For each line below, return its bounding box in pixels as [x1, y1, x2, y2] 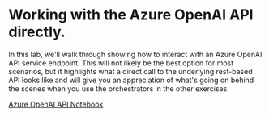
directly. [8, 23, 66, 41]
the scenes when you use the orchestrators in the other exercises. [8, 83, 229, 94]
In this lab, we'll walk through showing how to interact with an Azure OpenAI [8, 49, 263, 59]
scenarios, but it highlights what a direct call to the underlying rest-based [8, 66, 253, 76]
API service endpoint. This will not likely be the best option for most [8, 58, 234, 68]
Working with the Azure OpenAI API [8, 6, 254, 24]
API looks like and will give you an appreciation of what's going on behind [8, 75, 254, 85]
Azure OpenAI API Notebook [8, 99, 104, 109]
